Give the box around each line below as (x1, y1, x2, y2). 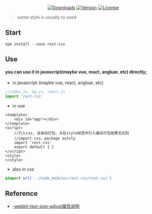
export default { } (14, 145, 54, 150)
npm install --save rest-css (5, 42, 65, 46)
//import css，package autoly (14, 136, 76, 141)
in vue (12, 103, 25, 109)
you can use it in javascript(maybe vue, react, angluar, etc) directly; (5, 69, 147, 75)
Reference (5, 189, 38, 198)
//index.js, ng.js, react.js (5, 89, 65, 94)
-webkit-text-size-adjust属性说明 (12, 203, 80, 209)
